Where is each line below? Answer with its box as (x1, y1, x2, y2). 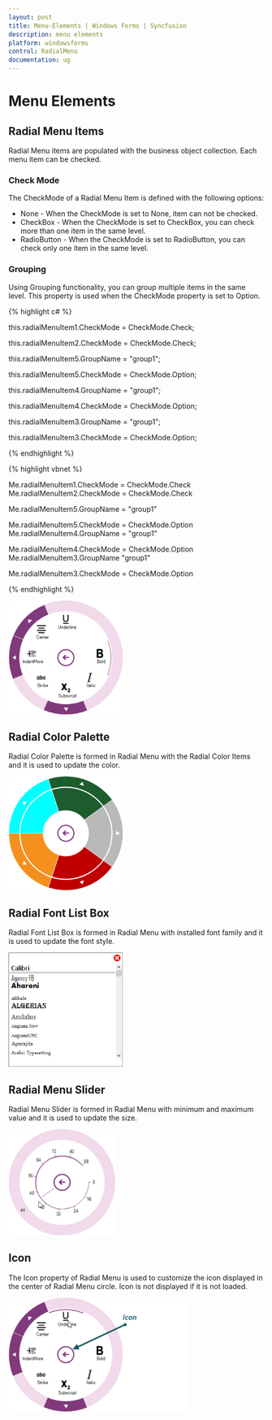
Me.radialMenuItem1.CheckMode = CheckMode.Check (8, 479, 192, 489)
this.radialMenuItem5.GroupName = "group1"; (8, 353, 161, 363)
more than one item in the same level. (19, 226, 146, 236)
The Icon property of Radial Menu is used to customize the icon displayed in (8, 1272, 263, 1283)
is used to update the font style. (8, 937, 115, 946)
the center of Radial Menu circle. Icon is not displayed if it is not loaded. (8, 1281, 248, 1291)
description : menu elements (8, 30, 104, 38)
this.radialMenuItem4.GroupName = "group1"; (8, 385, 162, 395)
